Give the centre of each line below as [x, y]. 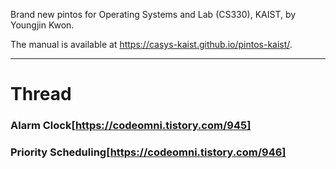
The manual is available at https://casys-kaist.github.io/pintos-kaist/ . [151, 44]
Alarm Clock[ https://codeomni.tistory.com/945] [131, 126]
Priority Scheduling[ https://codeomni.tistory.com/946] [148, 152]
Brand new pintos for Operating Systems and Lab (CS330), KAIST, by [153, 14]
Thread [41, 94]
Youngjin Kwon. [42, 25]
